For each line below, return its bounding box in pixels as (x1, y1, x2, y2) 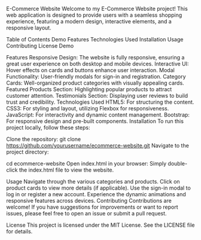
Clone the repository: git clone (6, 136, 81, 143)
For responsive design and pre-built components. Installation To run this (6, 118, 184, 125)
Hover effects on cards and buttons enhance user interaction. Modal (6, 67, 175, 74)
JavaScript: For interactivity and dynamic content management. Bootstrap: (6, 111, 190, 118)
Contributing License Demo (6, 42, 74, 49)
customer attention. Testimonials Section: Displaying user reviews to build (6, 92, 188, 99)
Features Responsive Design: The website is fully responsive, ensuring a (6, 54, 185, 61)
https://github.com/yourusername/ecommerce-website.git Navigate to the (6, 142, 190, 149)
